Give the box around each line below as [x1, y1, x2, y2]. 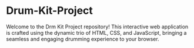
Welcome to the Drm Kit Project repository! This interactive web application [6, 23, 189, 30]
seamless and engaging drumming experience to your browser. [6, 35, 160, 42]
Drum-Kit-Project [6, 4, 93, 17]
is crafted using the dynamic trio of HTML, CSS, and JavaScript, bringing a [6, 29, 187, 36]
